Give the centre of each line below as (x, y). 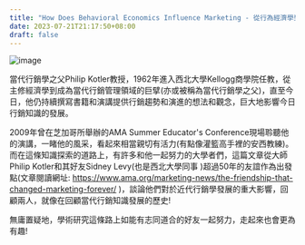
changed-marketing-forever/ (63, 189)
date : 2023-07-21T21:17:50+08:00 (73, 26)
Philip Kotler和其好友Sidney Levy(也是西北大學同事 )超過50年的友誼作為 (143, 167)
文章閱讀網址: (45, 178)
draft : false (34, 34)
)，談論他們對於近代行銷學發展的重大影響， (200, 189)
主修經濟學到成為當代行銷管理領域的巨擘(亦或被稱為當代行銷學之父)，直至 (148, 91)
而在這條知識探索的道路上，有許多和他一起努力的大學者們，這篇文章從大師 (148, 155)
